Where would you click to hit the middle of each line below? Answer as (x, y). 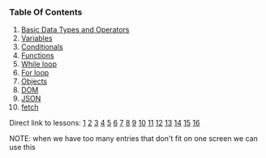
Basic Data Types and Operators (75, 30)
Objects (34, 81)
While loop (39, 64)
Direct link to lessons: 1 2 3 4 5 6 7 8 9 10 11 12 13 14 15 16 (105, 123)
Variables (36, 38)
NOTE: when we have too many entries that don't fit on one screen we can (133, 139)
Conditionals (42, 47)
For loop (35, 73)
